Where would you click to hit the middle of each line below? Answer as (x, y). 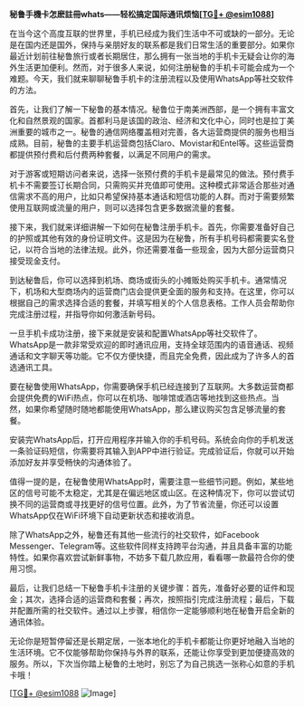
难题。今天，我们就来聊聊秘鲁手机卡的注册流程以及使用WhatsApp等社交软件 (152, 79)
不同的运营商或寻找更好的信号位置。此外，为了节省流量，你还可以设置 (147, 504)
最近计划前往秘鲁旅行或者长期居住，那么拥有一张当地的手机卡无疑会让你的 (148, 56)
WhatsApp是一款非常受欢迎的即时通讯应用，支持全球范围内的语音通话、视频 (152, 344)
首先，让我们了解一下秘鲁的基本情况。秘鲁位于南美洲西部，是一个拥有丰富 (148, 109)
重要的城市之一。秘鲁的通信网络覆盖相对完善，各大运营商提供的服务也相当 (156, 132)
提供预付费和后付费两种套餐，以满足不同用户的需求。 (116, 154)
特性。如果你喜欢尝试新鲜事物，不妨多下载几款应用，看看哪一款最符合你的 (148, 557)
